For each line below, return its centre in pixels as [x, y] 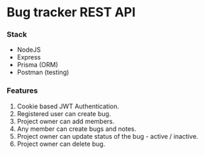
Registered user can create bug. [64, 113]
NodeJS [29, 50]
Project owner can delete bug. [61, 144]
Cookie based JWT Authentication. [68, 106]
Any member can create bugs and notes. [77, 129]
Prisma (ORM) [37, 65]
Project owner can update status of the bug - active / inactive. [107, 136]
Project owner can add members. [66, 121]
